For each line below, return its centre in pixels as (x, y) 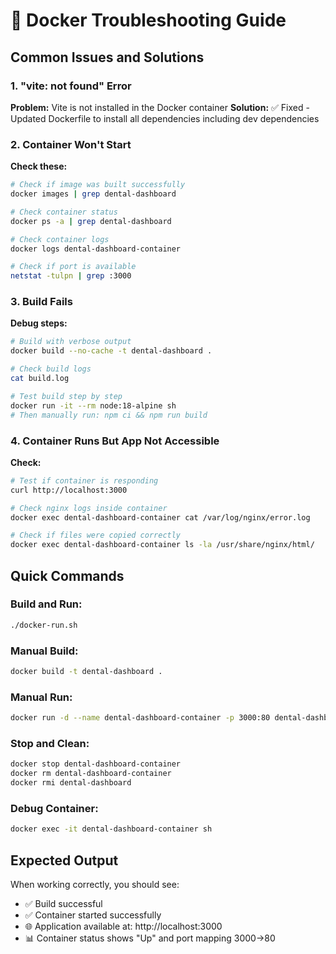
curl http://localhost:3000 (69, 490)
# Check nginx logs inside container (89, 508)
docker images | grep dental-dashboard (93, 194)
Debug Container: (54, 808)
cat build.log (40, 379)
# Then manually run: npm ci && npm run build (109, 415)
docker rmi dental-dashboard (71, 783)
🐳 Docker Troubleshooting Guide (148, 20)
